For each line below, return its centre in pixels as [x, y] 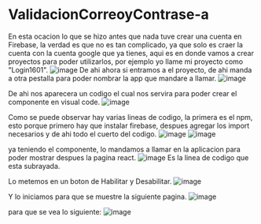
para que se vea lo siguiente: [55, 211]
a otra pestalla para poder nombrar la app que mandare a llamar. [112, 78]
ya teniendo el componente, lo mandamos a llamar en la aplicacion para [125, 149]
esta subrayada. [34, 166]
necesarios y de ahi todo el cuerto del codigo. [83, 134]
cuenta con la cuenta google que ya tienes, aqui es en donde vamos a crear [131, 53]
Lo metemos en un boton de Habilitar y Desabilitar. [90, 181]
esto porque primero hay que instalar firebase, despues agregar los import [129, 125]
